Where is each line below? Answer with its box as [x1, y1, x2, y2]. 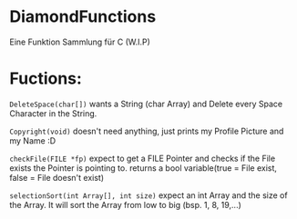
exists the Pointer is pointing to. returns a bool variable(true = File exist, [9, 162, 278, 174]
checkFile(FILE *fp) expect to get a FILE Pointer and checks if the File [9, 153, 276, 164]
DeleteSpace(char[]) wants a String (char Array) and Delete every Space [9, 98, 283, 109]
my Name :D [9, 134, 56, 146]
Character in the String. [9, 107, 97, 119]
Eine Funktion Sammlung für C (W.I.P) [9, 36, 150, 47]
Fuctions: [9, 68, 82, 89]
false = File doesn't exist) [9, 172, 105, 183]
